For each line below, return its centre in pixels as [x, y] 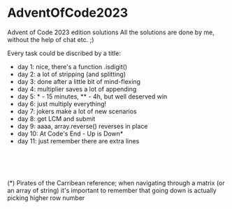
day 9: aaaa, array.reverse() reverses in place [82, 126]
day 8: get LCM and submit [56, 118]
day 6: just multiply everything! [62, 103]
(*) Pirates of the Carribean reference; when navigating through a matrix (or [116, 182]
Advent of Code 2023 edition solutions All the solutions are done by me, [111, 32]
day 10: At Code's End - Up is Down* [70, 134]
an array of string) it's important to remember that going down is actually [112, 190]
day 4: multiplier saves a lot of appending [77, 89]
